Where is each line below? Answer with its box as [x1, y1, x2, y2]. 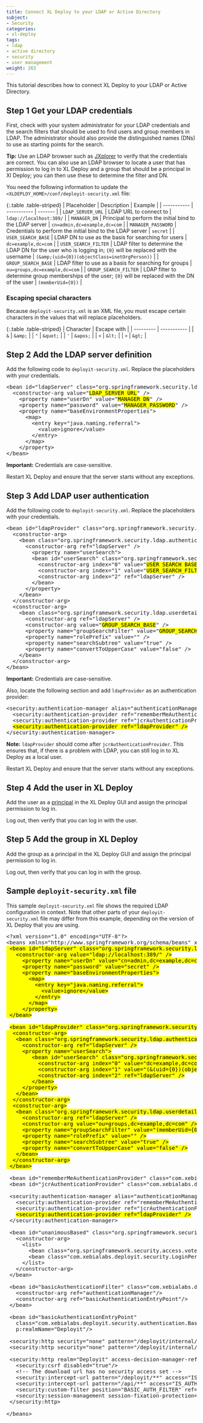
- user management [6, 59, 53, 65]
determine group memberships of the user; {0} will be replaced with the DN [6, 273, 195, 280]
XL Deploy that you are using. [6, 921, 80, 928]
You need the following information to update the [6, 184, 128, 191]
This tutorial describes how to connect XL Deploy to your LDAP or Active [6, 82, 187, 89]
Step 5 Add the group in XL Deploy [6, 834, 138, 845]
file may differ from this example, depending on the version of [40, 915, 195, 922]
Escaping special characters [6, 294, 92, 302]
